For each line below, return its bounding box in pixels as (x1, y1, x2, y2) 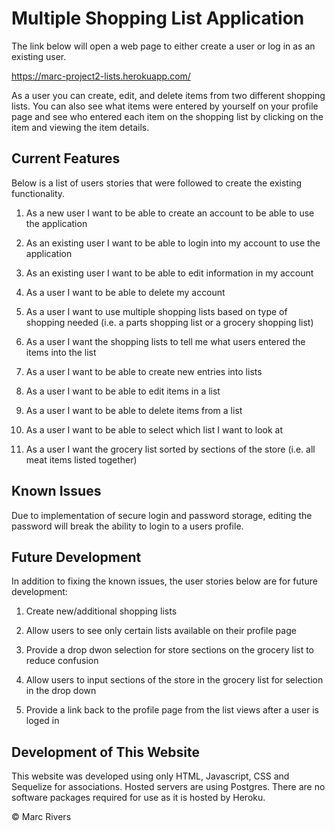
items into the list (25, 346, 97, 358)
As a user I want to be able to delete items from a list (25, 404, 243, 416)
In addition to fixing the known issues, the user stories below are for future (11, 575, 318, 587)
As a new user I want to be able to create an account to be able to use (25, 207, 315, 219)
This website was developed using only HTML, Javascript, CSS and (11, 770, 290, 782)
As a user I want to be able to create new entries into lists (25, 365, 263, 377)
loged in (25, 715, 60, 727)
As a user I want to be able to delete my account (25, 286, 226, 298)
